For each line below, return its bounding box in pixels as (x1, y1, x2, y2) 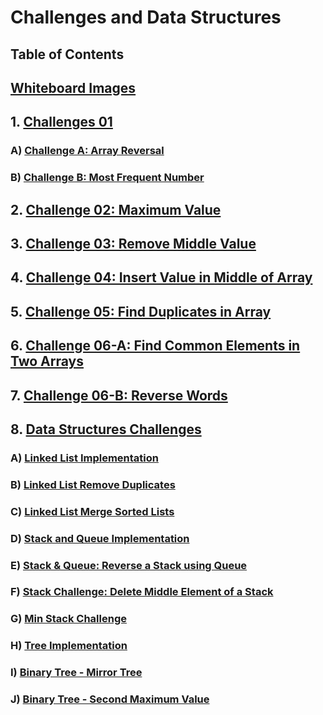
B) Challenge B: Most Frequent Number (10, 171, 205, 185)
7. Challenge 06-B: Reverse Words (10, 387, 228, 404)
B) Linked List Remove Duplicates (10, 477, 176, 491)
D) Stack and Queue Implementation (10, 531, 190, 545)
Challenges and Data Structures (10, 6, 282, 29)
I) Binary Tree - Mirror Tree (10, 666, 143, 680)
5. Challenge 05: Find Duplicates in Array (10, 303, 272, 320)
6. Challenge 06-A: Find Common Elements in (10, 337, 301, 355)
